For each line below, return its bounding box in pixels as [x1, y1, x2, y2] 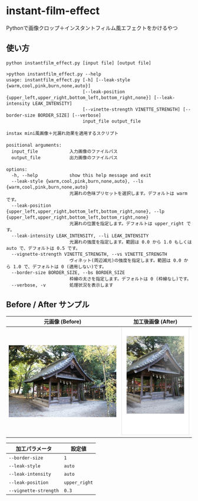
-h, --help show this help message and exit [11, 172, 151, 178]
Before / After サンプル [6, 299, 90, 310]
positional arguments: [6, 142, 62, 148]
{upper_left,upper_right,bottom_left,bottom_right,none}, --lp [6, 208, 165, 215]
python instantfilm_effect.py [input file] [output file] [6, 60, 151, 66]
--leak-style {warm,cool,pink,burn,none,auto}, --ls [11, 178, 144, 184]
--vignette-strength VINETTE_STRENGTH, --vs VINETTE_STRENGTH [11, 251, 167, 257]
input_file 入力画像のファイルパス [11, 149, 118, 154]
